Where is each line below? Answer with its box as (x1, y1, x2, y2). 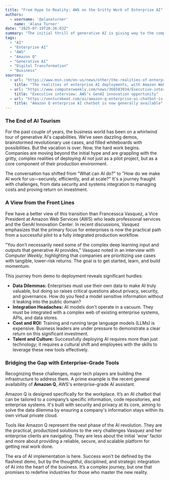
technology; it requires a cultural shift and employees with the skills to (12, 341, 157, 347)
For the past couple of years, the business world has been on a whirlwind (5, 129, 157, 135)
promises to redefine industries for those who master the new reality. (5, 469, 148, 475)
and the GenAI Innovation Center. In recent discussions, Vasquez (5, 221, 140, 227)
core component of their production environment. (5, 161, 108, 167)
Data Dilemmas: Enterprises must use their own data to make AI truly (12, 282, 156, 289)
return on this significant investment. (12, 330, 89, 337)
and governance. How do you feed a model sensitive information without (12, 293, 163, 299)
